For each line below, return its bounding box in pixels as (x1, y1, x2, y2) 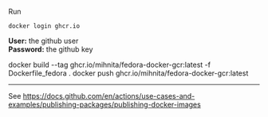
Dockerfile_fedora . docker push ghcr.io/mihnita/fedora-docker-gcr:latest (8, 68, 249, 78)
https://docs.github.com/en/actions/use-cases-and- (22, 92, 195, 100)
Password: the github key (8, 45, 93, 54)
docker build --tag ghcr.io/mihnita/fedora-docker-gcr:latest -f (8, 60, 211, 69)
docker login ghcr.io (8, 22, 81, 30)
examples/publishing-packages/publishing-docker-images (8, 99, 201, 109)
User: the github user (8, 36, 79, 45)
